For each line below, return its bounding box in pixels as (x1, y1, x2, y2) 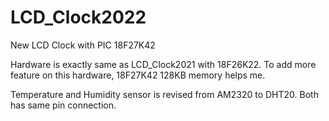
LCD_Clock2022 (10, 6, 147, 29)
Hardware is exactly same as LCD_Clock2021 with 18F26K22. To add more (10, 58, 317, 70)
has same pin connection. (10, 99, 117, 111)
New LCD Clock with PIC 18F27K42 (10, 39, 156, 51)
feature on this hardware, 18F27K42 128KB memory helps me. (10, 69, 266, 81)
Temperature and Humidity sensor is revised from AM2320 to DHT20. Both (10, 88, 319, 100)
